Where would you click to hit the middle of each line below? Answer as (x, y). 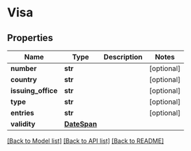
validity (23, 124)
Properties (30, 38)
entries (22, 113)
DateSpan (80, 124)
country (24, 80)
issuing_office (34, 91)
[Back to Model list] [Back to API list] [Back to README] (86, 141)
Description (123, 57)
